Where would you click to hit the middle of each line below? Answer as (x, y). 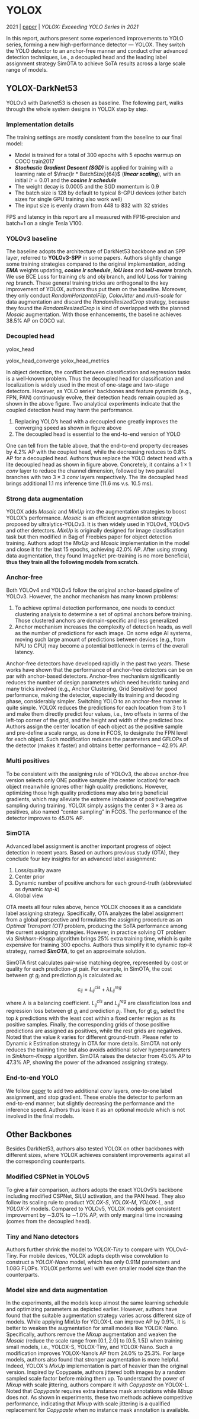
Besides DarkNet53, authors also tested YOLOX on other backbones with (95, 1149)
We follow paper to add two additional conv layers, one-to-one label (89, 1090)
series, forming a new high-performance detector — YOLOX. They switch (96, 44)
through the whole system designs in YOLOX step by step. (77, 109)
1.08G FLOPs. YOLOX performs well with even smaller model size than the (96, 1268)
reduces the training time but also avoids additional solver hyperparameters (98, 1050)
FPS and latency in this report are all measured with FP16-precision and (93, 217)
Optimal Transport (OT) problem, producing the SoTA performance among (97, 926)
